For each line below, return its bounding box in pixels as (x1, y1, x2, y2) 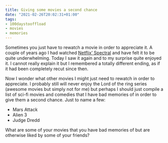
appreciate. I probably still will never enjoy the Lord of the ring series (5, 81, 147, 87)
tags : (5, 17, 17, 22)
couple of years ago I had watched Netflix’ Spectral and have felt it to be (5, 50, 155, 56)
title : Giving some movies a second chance (5, 7, 98, 13)
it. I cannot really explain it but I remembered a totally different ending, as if (5, 61, 160, 66)
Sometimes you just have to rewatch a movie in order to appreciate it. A (5, 45, 153, 50)
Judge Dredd (12, 117, 40, 123)
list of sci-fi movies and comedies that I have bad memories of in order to (5, 91, 157, 97)
